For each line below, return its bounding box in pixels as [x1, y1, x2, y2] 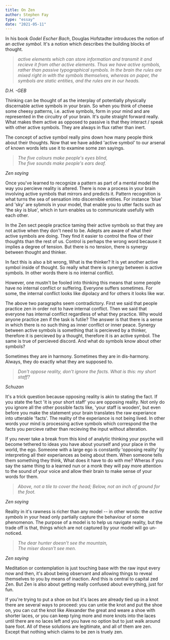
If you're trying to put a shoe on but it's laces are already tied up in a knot [5, 596, 159, 602]
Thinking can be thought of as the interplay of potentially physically [5, 98, 146, 104]
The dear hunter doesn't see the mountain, [17, 540, 108, 546]
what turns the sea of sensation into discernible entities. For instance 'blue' [5, 196, 162, 202]
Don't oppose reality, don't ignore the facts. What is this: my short [17, 369, 156, 375]
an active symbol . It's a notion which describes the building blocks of [5, 41, 150, 47]
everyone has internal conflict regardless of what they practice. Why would [5, 311, 162, 317]
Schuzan [5, 384, 24, 390]
